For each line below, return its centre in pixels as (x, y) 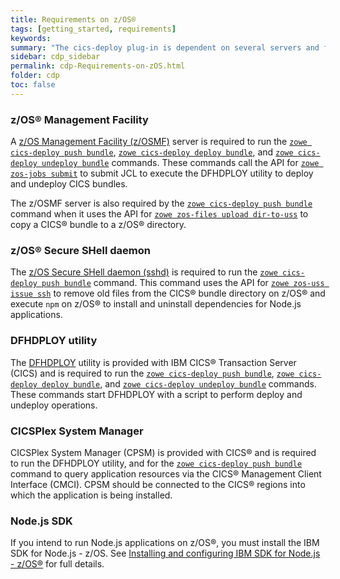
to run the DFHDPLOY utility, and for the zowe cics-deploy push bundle (156, 463)
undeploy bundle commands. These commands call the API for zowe (180, 163)
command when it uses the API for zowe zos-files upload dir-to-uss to (159, 214)
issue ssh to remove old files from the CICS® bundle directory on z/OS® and (168, 293)
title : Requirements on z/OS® (73, 19)
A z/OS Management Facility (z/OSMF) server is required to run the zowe (159, 142)
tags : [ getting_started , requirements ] (93, 29)
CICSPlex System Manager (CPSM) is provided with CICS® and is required (163, 452)
